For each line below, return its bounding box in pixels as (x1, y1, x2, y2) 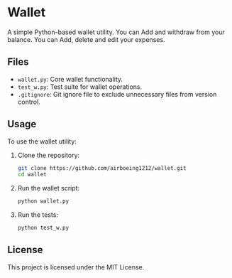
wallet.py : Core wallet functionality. (17, 75, 123, 83)
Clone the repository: (17, 151, 80, 159)
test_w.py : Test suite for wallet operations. (17, 82, 143, 91)
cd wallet (17, 171, 48, 178)
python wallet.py (17, 198, 70, 205)
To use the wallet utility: (7, 137, 77, 146)
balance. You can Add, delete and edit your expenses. (7, 35, 165, 43)
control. (17, 97, 40, 106)
